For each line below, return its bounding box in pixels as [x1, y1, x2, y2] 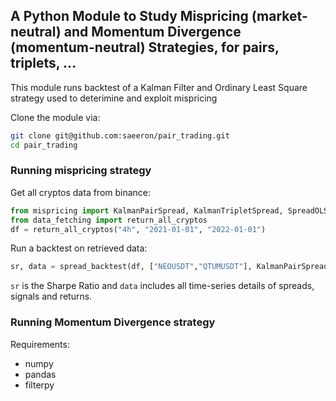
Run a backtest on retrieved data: [10, 242, 148, 254]
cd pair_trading [10, 140, 78, 150]
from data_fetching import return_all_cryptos [10, 215, 208, 225]
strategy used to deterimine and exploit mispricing [10, 92, 218, 104]
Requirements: [10, 338, 70, 350]
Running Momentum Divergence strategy [10, 315, 216, 329]
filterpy [24, 379, 55, 391]
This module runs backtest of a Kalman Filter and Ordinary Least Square [10, 81, 308, 93]
